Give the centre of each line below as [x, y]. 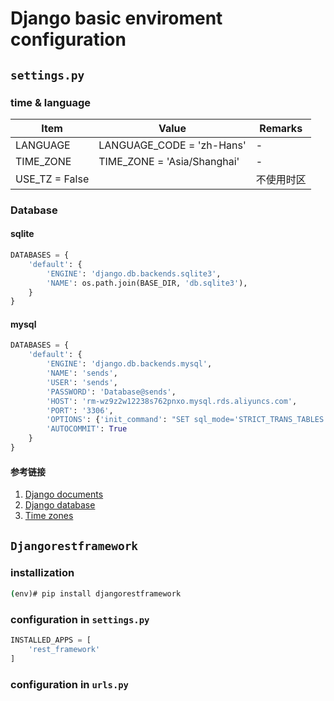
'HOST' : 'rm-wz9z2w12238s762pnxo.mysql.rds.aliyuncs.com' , [172, 401]
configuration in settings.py [80, 619]
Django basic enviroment [116, 18]
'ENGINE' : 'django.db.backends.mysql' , [129, 364]
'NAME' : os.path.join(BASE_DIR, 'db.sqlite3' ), [147, 283]
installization [42, 573]
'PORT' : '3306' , [80, 410]
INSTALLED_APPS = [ [51, 640]
